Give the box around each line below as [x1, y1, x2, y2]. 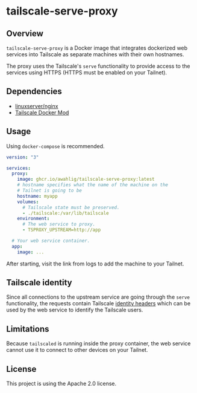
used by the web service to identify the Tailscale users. [6, 307, 143, 314]
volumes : [17, 198, 39, 205]
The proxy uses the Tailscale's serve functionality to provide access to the [6, 62, 190, 70]
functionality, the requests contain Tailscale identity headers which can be [6, 300, 191, 307]
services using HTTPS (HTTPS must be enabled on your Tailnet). [6, 69, 167, 76]
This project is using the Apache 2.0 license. [6, 380, 117, 388]
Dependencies [6, 86, 62, 97]
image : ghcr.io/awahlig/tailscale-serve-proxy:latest [17, 177, 155, 183]
